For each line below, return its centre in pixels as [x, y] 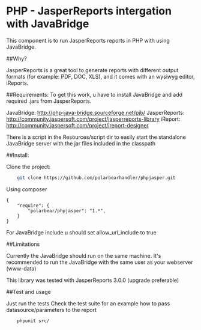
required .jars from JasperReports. [49, 101]
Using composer [27, 189]
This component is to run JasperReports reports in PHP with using [88, 40]
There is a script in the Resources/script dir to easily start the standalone [96, 137]
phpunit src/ [33, 321]
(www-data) [21, 268]
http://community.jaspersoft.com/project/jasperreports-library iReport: [93, 119]
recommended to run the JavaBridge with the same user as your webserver [100, 262]
